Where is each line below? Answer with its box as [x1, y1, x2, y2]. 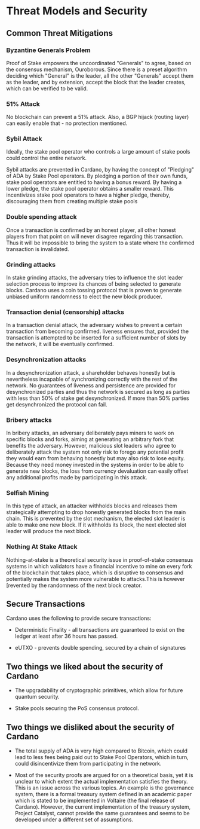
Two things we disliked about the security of [6, 722, 175, 732]
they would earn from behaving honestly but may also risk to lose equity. [6, 454, 185, 461]
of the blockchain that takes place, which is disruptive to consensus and [6, 569, 184, 576]
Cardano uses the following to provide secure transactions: [6, 614, 152, 622]
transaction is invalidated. [6, 245, 70, 252]
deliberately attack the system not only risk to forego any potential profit [6, 448, 184, 455]
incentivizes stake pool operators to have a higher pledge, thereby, [6, 191, 171, 198]
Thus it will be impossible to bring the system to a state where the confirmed [6, 239, 195, 246]
